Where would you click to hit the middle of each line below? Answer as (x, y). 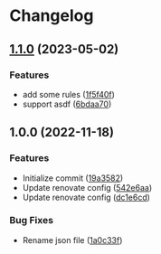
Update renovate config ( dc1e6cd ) (86, 197)
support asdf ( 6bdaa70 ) (67, 104)
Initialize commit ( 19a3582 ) (73, 178)
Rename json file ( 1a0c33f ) (72, 240)
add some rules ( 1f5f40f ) (69, 94)
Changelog (52, 16)
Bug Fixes (32, 221)
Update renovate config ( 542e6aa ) (87, 187)
